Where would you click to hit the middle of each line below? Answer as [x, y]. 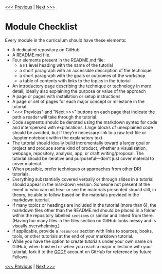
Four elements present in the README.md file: [58, 60]
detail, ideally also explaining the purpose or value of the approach [79, 91]
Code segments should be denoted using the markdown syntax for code [85, 122]
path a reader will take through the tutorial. [55, 117]
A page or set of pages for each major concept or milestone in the [78, 101]
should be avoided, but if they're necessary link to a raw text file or [79, 132]
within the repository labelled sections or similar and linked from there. [83, 215]
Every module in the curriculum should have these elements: [66, 40]
